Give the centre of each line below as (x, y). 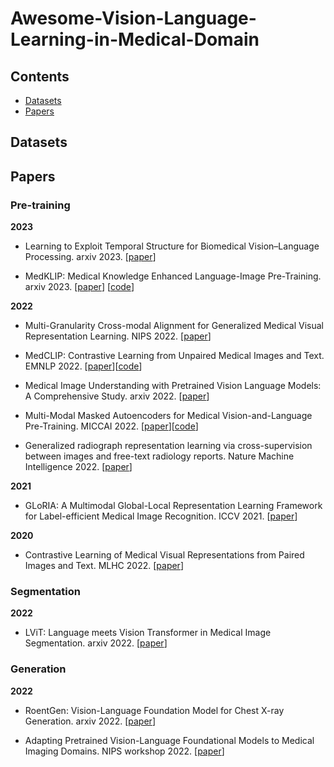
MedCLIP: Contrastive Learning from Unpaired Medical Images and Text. (174, 356)
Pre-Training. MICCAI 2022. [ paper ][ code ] (111, 426)
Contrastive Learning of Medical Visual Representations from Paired (164, 555)
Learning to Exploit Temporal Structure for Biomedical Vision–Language (172, 246)
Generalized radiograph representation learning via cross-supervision (168, 446)
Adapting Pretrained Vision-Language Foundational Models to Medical (169, 740)
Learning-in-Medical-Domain (135, 39)
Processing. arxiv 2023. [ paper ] (90, 257)
